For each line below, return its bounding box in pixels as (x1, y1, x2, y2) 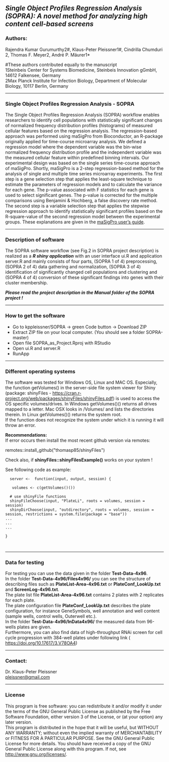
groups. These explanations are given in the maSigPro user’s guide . (5, 219, 145, 225)
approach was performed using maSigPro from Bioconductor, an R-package (5, 133, 163, 139)
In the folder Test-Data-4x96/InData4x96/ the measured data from (5, 619, 146, 625)
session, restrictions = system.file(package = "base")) (5, 511, 127, 516)
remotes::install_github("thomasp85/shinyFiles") (5, 447, 105, 453)
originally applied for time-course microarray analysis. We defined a (5, 138, 146, 144)
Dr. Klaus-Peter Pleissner (5, 669, 57, 675)
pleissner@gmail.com (5, 674, 50, 680)
